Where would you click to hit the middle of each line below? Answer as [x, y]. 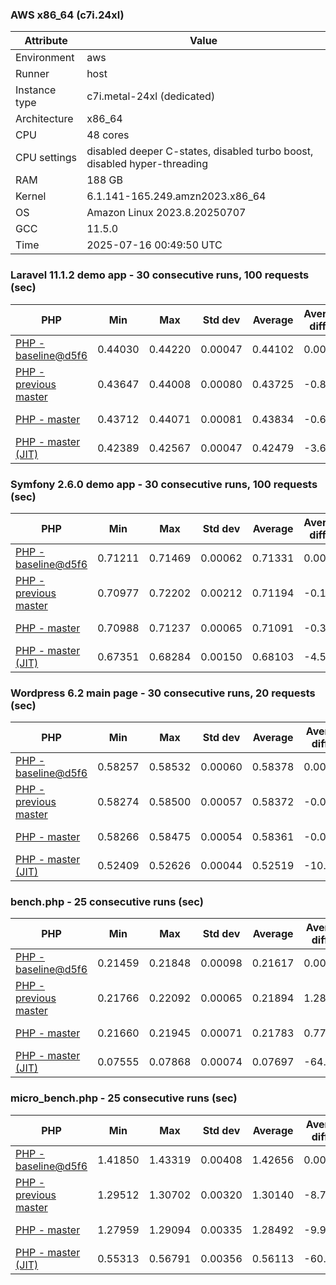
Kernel [31, 196]
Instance [36, 90]
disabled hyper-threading [147, 164]
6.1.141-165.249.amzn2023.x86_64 [176, 196]
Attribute [46, 41]
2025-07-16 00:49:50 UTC [154, 245]
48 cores [108, 135]
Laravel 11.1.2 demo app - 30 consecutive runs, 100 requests [160, 275]
